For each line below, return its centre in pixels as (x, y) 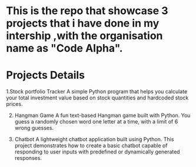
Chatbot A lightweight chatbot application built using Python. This (94, 139)
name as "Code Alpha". (64, 49)
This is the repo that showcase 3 (87, 11)
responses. (28, 158)
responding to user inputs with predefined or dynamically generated (97, 152)
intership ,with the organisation (84, 36)
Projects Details (46, 75)
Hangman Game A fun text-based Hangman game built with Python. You (102, 115)
